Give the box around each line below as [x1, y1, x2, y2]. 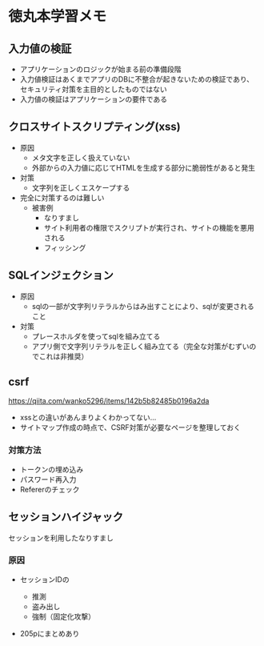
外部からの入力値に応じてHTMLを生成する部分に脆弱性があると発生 [31, 163, 256, 172]
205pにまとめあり [19, 628, 80, 638]
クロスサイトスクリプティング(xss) [8, 120, 182, 134]
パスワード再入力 [19, 474, 77, 484]
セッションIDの [19, 574, 70, 584]
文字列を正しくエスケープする [31, 183, 130, 192]
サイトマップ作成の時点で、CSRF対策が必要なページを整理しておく [19, 423, 242, 432]
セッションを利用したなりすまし [8, 533, 114, 543]
